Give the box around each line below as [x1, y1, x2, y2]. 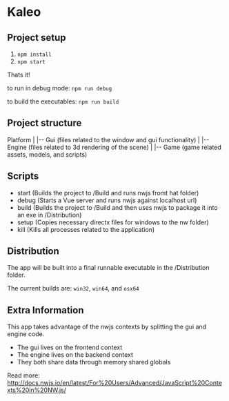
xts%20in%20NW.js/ [7, 386, 67, 394]
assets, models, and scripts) [7, 150, 88, 159]
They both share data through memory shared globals [17, 358, 171, 366]
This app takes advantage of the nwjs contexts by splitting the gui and [7, 322, 207, 331]
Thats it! [7, 70, 30, 79]
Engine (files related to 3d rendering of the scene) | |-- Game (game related [7, 143, 222, 151]
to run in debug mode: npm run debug [7, 84, 112, 92]
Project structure [7, 117, 82, 129]
